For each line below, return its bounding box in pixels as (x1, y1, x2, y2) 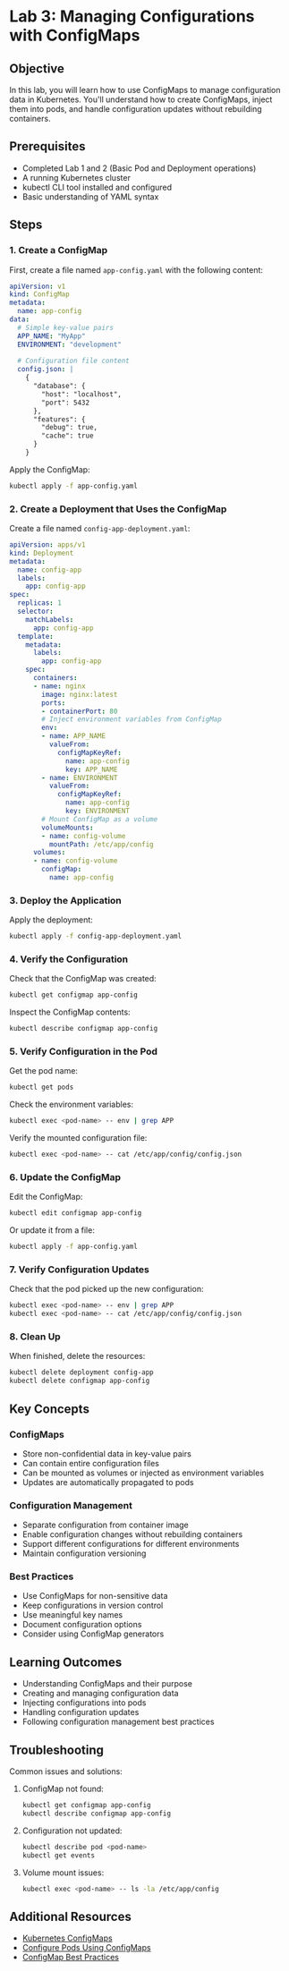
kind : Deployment (9, 548, 74, 557)
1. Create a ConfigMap (9, 244, 108, 257)
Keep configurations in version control (21, 1600, 164, 1611)
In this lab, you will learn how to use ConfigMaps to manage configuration (9, 85, 281, 95)
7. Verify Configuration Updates (9, 1263, 149, 1276)
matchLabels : (25, 615, 74, 624)
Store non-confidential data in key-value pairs (21, 1448, 192, 1459)
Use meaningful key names (21, 1610, 123, 1620)
